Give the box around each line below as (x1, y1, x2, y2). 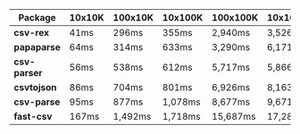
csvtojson (13, 81, 57, 93)
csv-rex (13, 27, 49, 38)
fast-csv (13, 111, 53, 122)
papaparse (13, 41, 61, 53)
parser (13, 67, 43, 79)
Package (18, 12, 56, 23)
